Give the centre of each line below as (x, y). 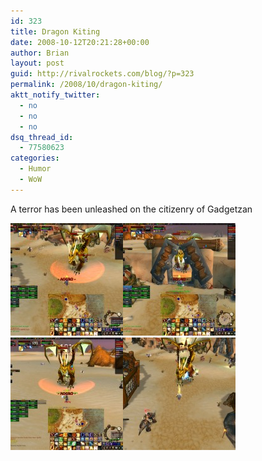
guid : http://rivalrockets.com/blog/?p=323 (102, 74)
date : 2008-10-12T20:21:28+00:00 (80, 42)
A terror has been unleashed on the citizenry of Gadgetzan (131, 209)
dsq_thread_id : (42, 137)
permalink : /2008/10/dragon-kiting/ (86, 85)
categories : (35, 158)
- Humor (35, 169)
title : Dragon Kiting (55, 31)
